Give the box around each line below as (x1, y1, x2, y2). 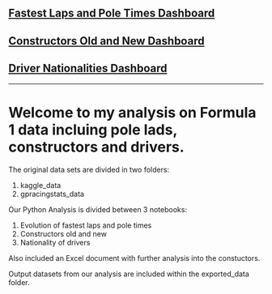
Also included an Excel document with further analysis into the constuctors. (8, 253, 261, 262)
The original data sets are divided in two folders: (8, 164, 170, 174)
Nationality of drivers (19, 237, 91, 247)
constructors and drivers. (8, 138, 185, 156)
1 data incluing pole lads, (8, 121, 178, 138)
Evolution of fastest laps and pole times (19, 220, 152, 230)
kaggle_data (19, 180, 62, 190)
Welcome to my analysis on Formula (8, 103, 257, 121)
